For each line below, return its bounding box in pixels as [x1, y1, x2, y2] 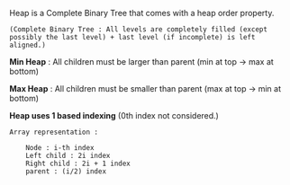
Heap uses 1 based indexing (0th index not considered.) [9, 110, 219, 120]
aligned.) [9, 40, 47, 49]
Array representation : [9, 128, 99, 137]
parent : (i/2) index [25, 167, 106, 176]
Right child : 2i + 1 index [25, 159, 131, 168]
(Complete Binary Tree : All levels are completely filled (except [9, 25, 268, 34]
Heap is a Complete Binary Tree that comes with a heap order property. [9, 8, 275, 18]
